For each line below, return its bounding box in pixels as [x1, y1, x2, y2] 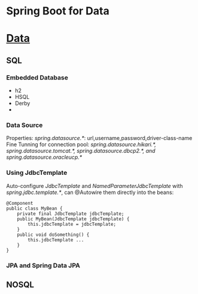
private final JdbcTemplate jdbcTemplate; [17, 211, 124, 217]
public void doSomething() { [17, 232, 90, 238]
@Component [6, 200, 33, 206]
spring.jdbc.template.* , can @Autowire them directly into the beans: [6, 189, 174, 196]
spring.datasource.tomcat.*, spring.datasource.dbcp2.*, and [6, 147, 156, 154]
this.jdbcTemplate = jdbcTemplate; [28, 221, 117, 227]
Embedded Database [6, 73, 69, 81]
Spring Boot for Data [6, 4, 109, 18]
